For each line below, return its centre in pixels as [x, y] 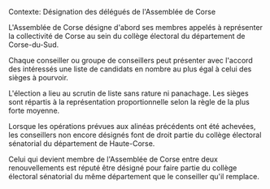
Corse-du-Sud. [34, 45]
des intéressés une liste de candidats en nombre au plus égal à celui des [130, 69]
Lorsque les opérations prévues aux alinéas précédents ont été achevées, [132, 126]
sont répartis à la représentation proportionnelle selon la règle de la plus [129, 102]
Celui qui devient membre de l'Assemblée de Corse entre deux [113, 159]
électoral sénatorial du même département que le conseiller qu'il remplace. [134, 176]
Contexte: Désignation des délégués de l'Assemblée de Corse [112, 12]
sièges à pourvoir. [39, 77]
